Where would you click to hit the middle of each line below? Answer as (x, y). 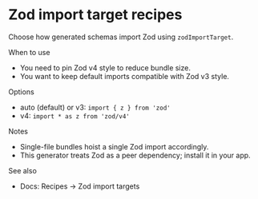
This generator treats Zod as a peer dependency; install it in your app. (135, 155)
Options (21, 92)
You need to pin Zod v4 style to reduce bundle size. (105, 68)
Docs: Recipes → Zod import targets (80, 186)
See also (23, 170)
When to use (29, 52)
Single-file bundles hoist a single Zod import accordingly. (114, 146)
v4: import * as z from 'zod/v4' (75, 115)
